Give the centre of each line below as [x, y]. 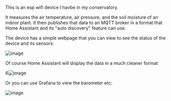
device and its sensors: [30, 43]
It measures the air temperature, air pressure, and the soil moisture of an [82, 17]
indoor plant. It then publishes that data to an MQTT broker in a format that [84, 23]
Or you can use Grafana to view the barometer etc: [59, 83]
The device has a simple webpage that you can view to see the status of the [86, 38]
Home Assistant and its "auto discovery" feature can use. [66, 28]
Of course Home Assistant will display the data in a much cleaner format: [82, 63]
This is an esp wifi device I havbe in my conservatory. [62, 7]
